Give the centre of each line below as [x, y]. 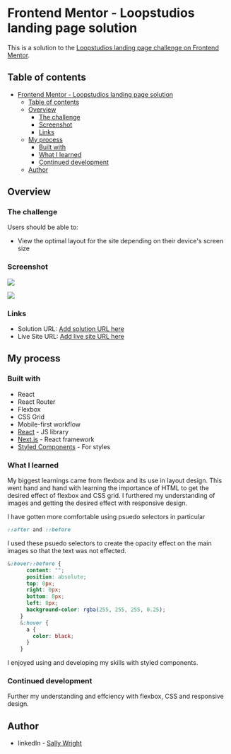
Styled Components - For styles [64, 446]
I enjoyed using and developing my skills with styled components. [103, 663]
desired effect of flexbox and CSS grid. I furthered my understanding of [111, 496]
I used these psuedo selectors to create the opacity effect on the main [109, 543]
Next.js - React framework [56, 439]
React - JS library [43, 431]
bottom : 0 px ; [45, 597]
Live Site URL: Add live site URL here [71, 337]
